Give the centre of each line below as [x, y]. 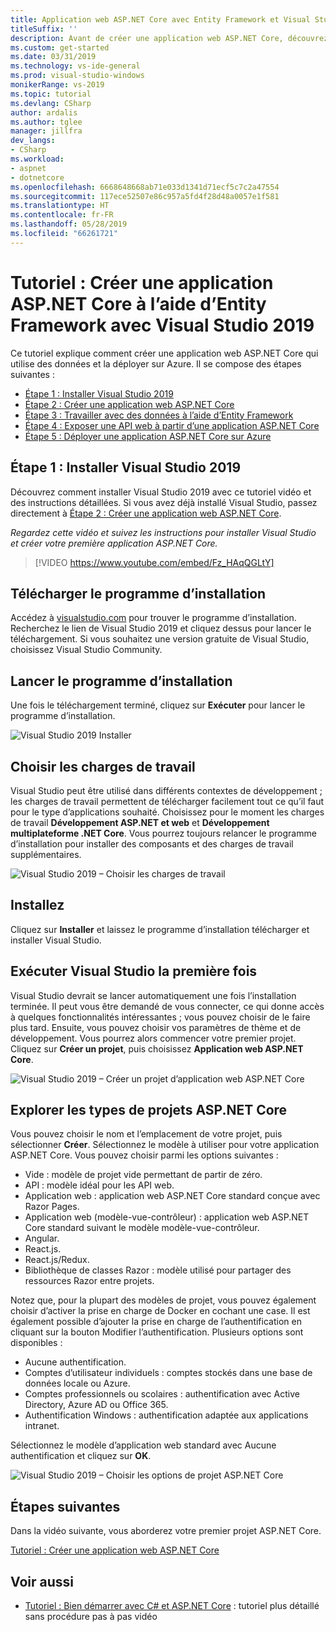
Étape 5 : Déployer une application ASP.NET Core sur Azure [148, 436]
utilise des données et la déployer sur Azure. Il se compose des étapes [156, 363]
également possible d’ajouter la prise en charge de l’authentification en [156, 1322]
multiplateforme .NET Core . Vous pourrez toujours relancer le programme [163, 833]
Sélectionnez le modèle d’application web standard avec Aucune [143, 1445]
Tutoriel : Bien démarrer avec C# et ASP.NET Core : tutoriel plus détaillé [172, 1605]
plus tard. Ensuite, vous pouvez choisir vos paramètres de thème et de [156, 1027]
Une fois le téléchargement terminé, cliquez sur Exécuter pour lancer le [158, 705]
